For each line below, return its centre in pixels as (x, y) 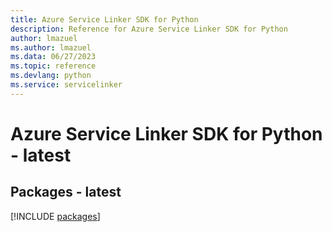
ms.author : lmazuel (51, 47)
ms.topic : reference (53, 66)
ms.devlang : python (51, 76)
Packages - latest (66, 192)
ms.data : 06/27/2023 (53, 57)
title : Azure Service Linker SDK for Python (104, 19)
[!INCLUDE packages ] (55, 216)
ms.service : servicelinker (66, 85)
